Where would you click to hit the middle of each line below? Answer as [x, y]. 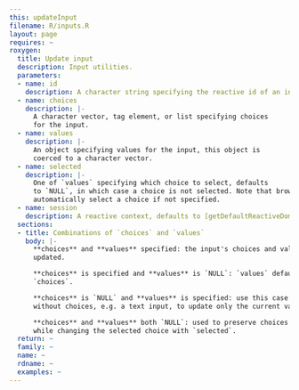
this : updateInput [43, 17]
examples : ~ [40, 372]
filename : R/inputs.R [49, 26]
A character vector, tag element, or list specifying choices [150, 117]
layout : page [33, 34]
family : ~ [35, 347]
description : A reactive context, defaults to [113, 216]
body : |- [41, 241]
